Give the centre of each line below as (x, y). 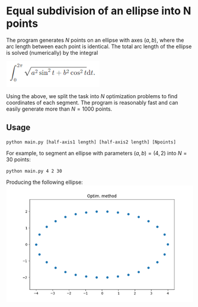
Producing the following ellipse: (44, 182)
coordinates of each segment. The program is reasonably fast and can (92, 102)
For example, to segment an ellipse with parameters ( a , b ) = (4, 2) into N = (97, 153)
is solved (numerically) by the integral (52, 52)
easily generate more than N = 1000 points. (59, 109)
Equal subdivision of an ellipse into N (99, 11)
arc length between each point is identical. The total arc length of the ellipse (99, 46)
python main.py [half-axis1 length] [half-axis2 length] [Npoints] (91, 142)
